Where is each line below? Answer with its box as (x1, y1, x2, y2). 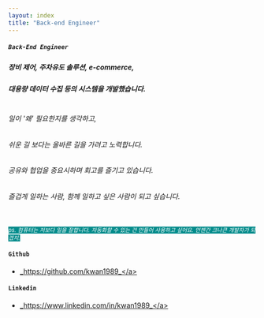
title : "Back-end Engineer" (8, 19, 101, 27)
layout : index (8, 11, 55, 20)
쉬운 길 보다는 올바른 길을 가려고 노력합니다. (8, 140, 143, 149)
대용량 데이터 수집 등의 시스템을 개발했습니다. (8, 84, 146, 93)
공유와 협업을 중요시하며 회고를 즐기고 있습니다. (8, 166, 154, 175)
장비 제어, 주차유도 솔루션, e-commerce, (8, 62, 135, 72)
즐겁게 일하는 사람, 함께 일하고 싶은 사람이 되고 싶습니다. (8, 192, 180, 201)
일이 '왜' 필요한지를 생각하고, (8, 114, 97, 123)
